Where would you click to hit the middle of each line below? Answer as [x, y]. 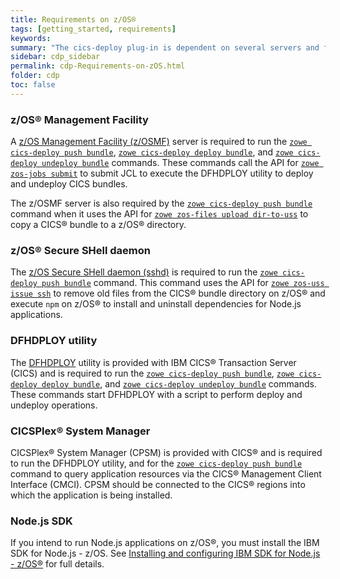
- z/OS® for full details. [57, 564]
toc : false [33, 85]
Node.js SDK [41, 521]
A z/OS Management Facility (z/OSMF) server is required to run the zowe [159, 142]
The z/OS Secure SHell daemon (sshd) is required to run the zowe [144, 272]
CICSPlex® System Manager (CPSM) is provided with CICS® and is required [166, 452]
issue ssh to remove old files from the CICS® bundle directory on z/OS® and [168, 293]
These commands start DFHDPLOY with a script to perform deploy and [156, 394]
